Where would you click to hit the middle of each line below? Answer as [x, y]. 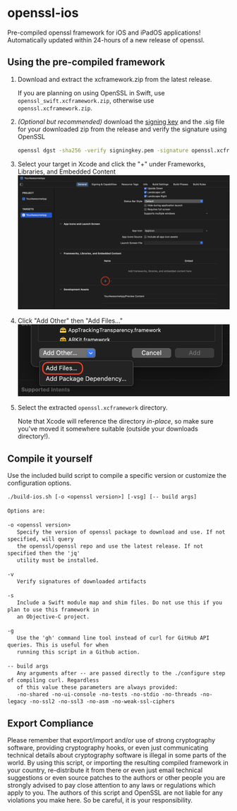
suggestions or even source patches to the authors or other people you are [116, 778]
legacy [17, 702]
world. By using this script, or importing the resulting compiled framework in [118, 763]
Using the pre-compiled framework [86, 62]
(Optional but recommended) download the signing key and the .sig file [121, 121]
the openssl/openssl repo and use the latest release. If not [110, 546]
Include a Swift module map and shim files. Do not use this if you [119, 603]
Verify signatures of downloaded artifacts [81, 582]
